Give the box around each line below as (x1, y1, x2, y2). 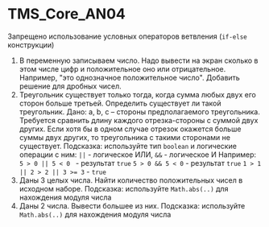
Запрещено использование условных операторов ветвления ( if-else (7, 31, 247, 41)
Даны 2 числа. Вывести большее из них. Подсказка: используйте (19, 200, 246, 210)
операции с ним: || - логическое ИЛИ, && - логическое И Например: (19, 150, 257, 159)
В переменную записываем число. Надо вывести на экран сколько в (19, 56, 259, 65)
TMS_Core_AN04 (7, 5, 126, 23)
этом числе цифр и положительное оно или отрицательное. (19, 64, 226, 73)
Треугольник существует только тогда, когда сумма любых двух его (19, 89, 257, 99)
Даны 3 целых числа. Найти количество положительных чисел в (19, 175, 243, 185)
